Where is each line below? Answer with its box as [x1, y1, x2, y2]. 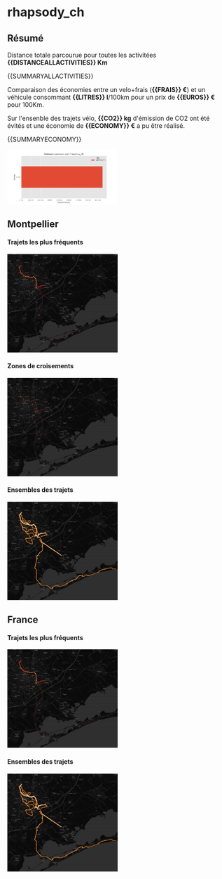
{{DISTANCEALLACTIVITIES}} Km [7, 58, 108, 67]
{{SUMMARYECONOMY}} [7, 135, 82, 143]
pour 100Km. [7, 100, 44, 109]
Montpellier [7, 219, 60, 230]
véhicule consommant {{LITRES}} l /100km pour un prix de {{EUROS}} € [7, 93, 216, 101]
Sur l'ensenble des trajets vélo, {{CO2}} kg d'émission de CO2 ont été [7, 114, 210, 122]
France [7, 614, 39, 626]
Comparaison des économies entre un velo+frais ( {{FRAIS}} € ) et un [7, 86, 206, 93]
